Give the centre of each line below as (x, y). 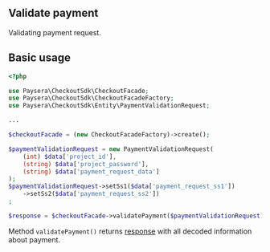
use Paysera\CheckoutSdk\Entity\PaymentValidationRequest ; (109, 106)
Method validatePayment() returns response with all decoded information (130, 231)
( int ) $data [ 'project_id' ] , (70, 156)
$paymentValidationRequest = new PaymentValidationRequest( (111, 149)
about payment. (35, 239)
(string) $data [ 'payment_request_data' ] (91, 172)
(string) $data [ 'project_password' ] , (86, 164)
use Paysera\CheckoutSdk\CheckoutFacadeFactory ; (91, 98)
